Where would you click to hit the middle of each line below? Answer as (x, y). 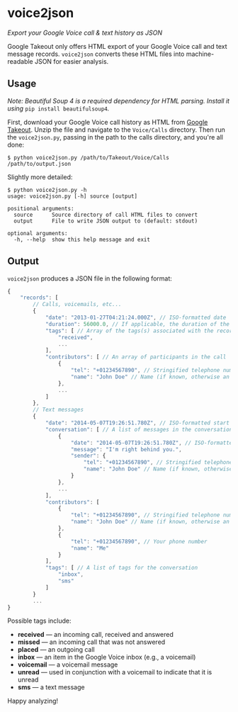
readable (20, 61)
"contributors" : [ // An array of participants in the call (136, 357)
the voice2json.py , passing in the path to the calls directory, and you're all (115, 137)
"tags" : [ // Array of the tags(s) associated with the (129, 331)
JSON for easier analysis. (72, 61)
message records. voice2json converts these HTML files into (96, 54)
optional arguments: (38, 233)
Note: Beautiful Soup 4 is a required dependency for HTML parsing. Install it (119, 101)
